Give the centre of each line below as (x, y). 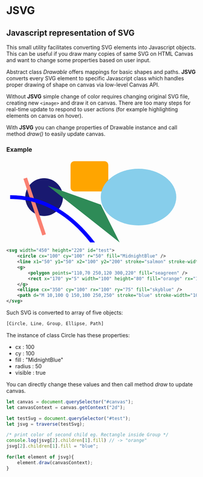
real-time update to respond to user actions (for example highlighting (92, 109)
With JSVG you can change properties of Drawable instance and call (92, 127)
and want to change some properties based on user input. (79, 60)
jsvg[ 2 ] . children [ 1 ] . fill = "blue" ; (52, 446)
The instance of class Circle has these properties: (68, 335)
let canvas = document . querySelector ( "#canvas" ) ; (70, 402)
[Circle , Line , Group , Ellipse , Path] (55, 324)
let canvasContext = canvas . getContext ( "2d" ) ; (66, 407)
